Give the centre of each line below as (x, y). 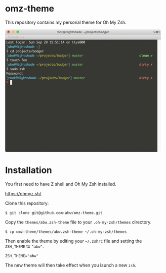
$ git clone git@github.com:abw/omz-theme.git (54, 213)
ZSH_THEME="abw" (22, 256)
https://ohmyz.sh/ (23, 194)
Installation (29, 170)
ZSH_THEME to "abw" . (24, 246)
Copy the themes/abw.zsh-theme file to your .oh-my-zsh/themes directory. (78, 222)
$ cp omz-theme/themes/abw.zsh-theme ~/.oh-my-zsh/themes (66, 232)
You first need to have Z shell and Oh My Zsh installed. (61, 184)
